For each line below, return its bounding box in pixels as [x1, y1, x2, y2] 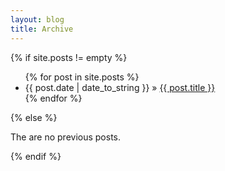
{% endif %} [10, 150, 62, 162]
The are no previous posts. [10, 131, 121, 143]
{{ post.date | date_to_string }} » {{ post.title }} [24, 81, 216, 93]
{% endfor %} [24, 92, 83, 104]
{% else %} [10, 111, 58, 123]
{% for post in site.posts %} [24, 71, 140, 83]
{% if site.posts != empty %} [10, 51, 128, 63]
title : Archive [10, 24, 74, 34]
